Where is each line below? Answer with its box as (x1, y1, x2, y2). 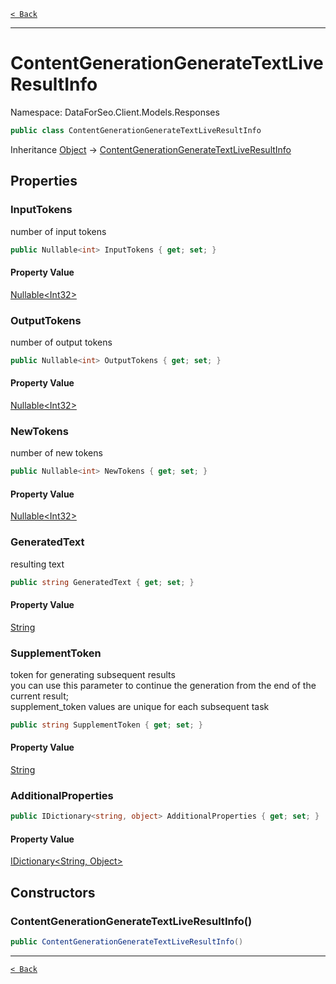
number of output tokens (10, 336, 113, 348)
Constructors (10, 884, 96, 901)
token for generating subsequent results (10, 669, 176, 680)
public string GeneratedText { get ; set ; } (10, 577, 195, 587)
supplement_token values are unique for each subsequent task (10, 701, 270, 712)
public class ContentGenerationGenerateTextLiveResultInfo (10, 125, 262, 135)
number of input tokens (10, 225, 107, 237)
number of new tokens (10, 447, 103, 459)
